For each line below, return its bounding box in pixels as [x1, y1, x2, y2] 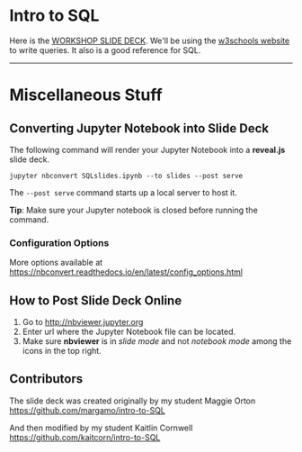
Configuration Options [9, 236, 110, 249]
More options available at [9, 258, 103, 268]
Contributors [9, 371, 84, 387]
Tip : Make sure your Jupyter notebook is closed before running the [9, 204, 258, 215]
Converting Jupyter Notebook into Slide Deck [9, 121, 270, 136]
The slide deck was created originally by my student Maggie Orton [9, 395, 256, 406]
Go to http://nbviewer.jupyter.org [22, 317, 144, 328]
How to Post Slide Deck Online [9, 293, 182, 308]
